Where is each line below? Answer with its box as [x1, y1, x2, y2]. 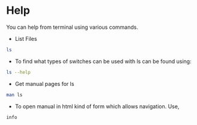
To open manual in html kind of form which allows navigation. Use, [14, 103, 180, 110]
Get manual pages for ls [14, 80, 74, 87]
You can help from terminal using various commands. [6, 23, 138, 31]
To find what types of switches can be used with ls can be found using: [14, 58, 192, 65]
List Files [14, 35, 37, 42]
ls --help [6, 69, 31, 75]
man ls [6, 91, 23, 98]
